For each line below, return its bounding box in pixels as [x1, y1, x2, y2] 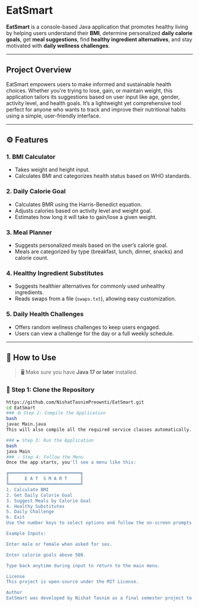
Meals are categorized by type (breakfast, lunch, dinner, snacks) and [14, 248, 184, 255]
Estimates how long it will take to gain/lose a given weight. [14, 213, 157, 220]
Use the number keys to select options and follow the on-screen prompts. [6, 520, 195, 526]
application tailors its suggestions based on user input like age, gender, [6, 93, 180, 100]
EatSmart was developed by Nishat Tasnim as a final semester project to [6, 595, 192, 601]
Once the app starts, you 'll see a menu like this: [6, 459, 136, 466]
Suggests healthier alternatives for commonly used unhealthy [14, 282, 165, 290]
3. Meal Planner [6, 228, 52, 236]
